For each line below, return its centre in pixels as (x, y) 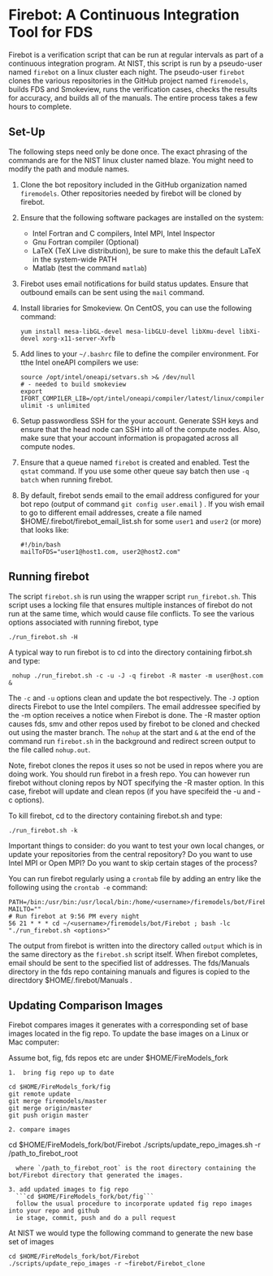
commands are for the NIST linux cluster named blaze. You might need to (131, 160)
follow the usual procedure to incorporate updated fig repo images (134, 1204)
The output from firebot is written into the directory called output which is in (135, 945)
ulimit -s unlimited (55, 405)
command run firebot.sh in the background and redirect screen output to (132, 741)
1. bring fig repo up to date (61, 1073)
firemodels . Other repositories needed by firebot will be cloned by (131, 193)
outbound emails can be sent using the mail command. (112, 292)
